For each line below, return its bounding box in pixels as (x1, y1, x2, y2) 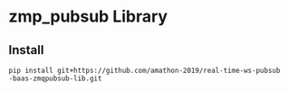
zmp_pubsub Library (8, 6, 169, 27)
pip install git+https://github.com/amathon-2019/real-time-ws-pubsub (8, 66, 281, 75)
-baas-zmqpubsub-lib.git (8, 74, 102, 83)
